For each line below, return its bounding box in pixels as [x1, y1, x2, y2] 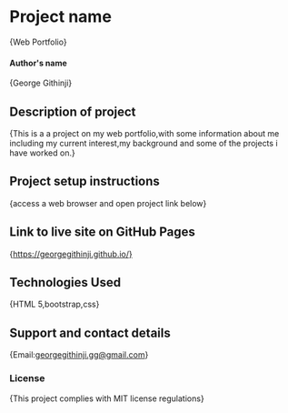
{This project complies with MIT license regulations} [9, 393, 204, 404]
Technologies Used [9, 275, 121, 290]
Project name [9, 6, 112, 27]
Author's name [9, 57, 68, 68]
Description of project [9, 104, 136, 119]
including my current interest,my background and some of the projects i [9, 137, 279, 148]
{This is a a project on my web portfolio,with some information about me [9, 127, 280, 138]
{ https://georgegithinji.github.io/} [9, 248, 134, 259]
